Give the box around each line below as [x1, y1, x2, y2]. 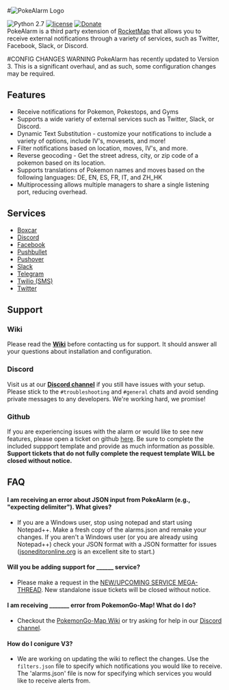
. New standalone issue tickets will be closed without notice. [40, 585, 211, 593]
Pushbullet [16, 248, 48, 256]
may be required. [7, 69, 55, 78]
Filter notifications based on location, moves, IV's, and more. [16, 144, 188, 152]
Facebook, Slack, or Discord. [7, 42, 89, 49]
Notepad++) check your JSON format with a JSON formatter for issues [16, 540, 217, 548]
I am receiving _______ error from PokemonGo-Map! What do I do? [7, 601, 196, 610]
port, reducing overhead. [16, 187, 87, 195]
